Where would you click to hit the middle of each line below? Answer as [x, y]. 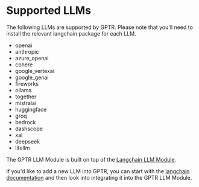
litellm [22, 148]
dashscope [29, 128]
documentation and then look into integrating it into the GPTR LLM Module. [99, 177]
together [26, 97]
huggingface [31, 109]
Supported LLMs [49, 11]
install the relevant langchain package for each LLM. [71, 33]
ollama [23, 90]
